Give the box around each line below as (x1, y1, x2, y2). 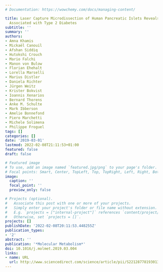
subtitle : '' (5, 25, 32, 30)
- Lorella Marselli (5, 70, 45, 75)
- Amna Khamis (5, 38, 34, 44)
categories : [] (5, 133, 36, 139)
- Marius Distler (5, 75, 40, 80)
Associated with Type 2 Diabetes (9, 20, 77, 25)
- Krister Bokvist (5, 88, 42, 93)
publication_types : (5, 228, 45, 233)
